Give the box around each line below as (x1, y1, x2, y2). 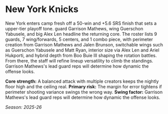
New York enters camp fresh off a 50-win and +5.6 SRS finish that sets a (5, 20, 157, 26)
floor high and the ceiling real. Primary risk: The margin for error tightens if (5, 83, 162, 89)
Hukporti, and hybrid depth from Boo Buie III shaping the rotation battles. (5, 52, 157, 59)
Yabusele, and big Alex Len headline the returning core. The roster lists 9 (5, 31, 157, 37)
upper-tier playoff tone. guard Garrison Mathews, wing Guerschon (5, 25, 143, 31)
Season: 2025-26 (5, 104, 42, 110)
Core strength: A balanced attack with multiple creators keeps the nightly (5, 78, 159, 84)
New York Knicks (5, 4, 78, 15)
